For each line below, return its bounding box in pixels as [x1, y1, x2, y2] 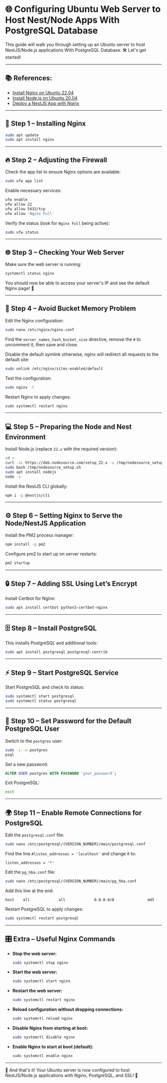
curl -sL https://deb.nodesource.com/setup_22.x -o [5, 460, 114, 465]
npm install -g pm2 [5, 542, 46, 547]
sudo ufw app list [5, 178, 43, 184]
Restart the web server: [12, 988, 63, 994]
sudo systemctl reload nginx [12, 1016, 73, 1021]
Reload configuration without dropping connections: [12, 1006, 123, 1012]
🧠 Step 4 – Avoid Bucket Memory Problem [5, 304, 136, 313]
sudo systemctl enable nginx [12, 1053, 73, 1058]
